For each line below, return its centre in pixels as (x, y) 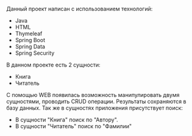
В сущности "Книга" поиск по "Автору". (66, 120)
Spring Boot (30, 40)
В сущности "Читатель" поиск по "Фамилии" (73, 126)
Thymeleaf (29, 34)
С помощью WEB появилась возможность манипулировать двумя (93, 95)
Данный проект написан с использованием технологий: (80, 9)
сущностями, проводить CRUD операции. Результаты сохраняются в (96, 101)
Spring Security (35, 53)
